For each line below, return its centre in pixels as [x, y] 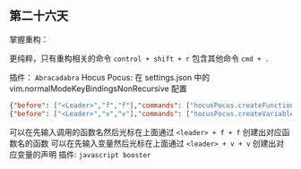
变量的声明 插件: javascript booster [84, 154]
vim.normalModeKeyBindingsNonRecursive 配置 [98, 89]
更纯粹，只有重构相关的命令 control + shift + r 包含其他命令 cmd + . [139, 58]
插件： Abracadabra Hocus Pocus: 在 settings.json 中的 [110, 77]
